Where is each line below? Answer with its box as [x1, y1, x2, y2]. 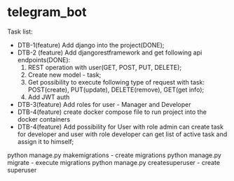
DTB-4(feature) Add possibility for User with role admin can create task [17, 122, 224, 131]
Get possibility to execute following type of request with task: [27, 78, 205, 86]
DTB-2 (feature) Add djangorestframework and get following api [17, 48, 202, 57]
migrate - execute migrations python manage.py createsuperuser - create [7, 158, 221, 166]
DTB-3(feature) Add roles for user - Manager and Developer [17, 100, 191, 108]
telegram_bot [7, 4, 87, 20]
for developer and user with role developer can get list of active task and [17, 130, 228, 138]
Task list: [7, 27, 33, 36]
